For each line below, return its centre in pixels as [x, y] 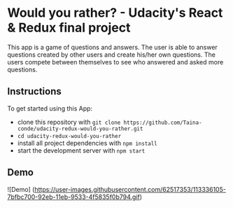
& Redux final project [69, 28]
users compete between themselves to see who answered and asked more [115, 62]
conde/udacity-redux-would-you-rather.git [80, 129]
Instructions [34, 91]
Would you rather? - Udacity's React [115, 13]
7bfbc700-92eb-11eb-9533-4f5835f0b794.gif [73, 197]
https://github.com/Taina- [163, 123]
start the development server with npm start [81, 150]
